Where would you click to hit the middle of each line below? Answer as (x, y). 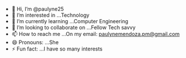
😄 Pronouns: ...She (35, 42)
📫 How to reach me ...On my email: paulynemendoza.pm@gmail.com (96, 34)
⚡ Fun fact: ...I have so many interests (57, 49)
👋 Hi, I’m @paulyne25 (38, 9)
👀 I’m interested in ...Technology (50, 15)
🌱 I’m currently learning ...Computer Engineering (70, 21)
